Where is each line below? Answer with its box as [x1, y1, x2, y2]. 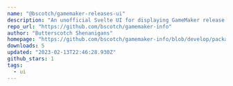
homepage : [7, 36, 36, 43]
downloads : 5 [7, 42, 45, 49]
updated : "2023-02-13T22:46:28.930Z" [7, 49, 116, 56]
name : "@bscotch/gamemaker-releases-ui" [7, 10, 126, 17]
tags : [7, 62, 23, 69]
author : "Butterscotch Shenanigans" [7, 29, 113, 37]
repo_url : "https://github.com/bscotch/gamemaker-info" [7, 23, 172, 30]
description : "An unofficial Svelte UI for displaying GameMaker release [7, 17, 225, 24]
